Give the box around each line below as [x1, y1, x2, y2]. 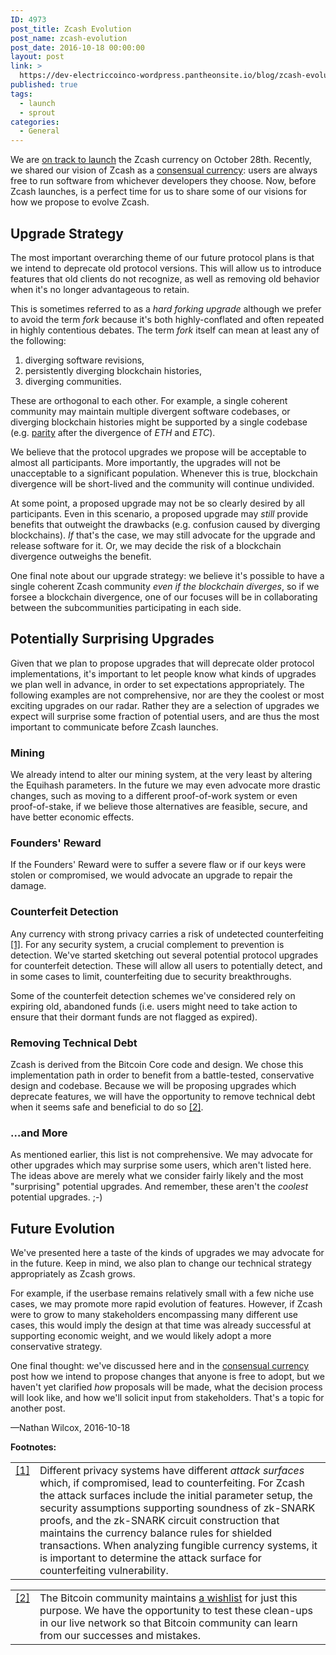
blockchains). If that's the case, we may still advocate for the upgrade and [10, 529, 316, 541]
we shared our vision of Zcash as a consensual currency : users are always [10, 164, 318, 176]
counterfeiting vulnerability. [39, 1564, 169, 1578]
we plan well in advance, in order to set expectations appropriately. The [10, 678, 305, 690]
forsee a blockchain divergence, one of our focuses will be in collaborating [10, 591, 318, 603]
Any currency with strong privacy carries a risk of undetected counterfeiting [10, 927, 324, 940]
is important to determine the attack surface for [39, 1551, 262, 1565]
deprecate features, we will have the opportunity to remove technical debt [10, 1090, 316, 1102]
